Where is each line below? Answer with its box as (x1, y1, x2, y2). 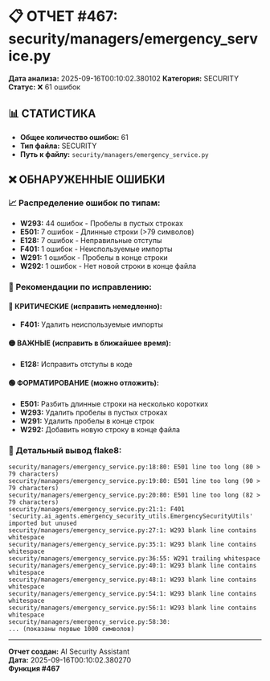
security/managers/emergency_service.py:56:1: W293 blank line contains (8, 604, 257, 613)
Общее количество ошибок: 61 (19, 132, 129, 142)
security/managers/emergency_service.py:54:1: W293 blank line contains (8, 590, 257, 598)
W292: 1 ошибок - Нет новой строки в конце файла (19, 262, 197, 271)
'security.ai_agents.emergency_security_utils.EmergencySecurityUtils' (8, 513, 253, 521)
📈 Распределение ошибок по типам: (8, 197, 161, 208)
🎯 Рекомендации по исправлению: (8, 282, 153, 293)
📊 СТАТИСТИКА (8, 107, 96, 121)
